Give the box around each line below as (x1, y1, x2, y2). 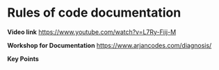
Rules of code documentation (7, 5, 181, 21)
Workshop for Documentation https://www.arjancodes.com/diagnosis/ (7, 41, 212, 49)
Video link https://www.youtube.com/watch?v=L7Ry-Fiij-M (7, 28, 177, 36)
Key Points (7, 54, 40, 63)
